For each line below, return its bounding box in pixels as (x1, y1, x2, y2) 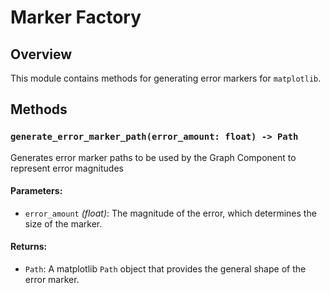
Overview (10, 46, 73, 63)
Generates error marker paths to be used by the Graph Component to (10, 151, 297, 163)
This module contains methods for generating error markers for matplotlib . (10, 72, 322, 84)
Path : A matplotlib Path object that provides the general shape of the (24, 263, 307, 275)
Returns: (10, 241, 48, 253)
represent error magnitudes (10, 162, 124, 174)
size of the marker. (24, 217, 103, 230)
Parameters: (10, 185, 63, 197)
